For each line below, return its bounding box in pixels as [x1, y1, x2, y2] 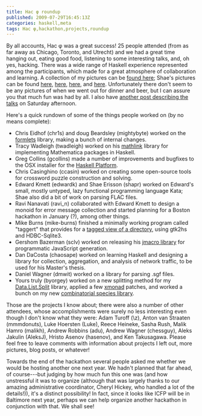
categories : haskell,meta [6, 20, 71, 26]
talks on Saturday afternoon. [6, 100, 77, 107]
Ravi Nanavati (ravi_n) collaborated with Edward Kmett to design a [14, 200, 180, 207]
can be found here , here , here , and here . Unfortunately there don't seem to [6, 81, 193, 88]
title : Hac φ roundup [6, 8, 61, 15]
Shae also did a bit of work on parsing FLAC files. [14, 194, 138, 201]
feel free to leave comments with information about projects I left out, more [6, 340, 193, 347]
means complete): [6, 118, 51, 125]
